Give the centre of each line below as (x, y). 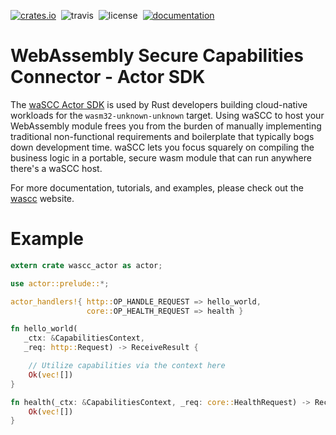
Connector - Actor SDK (108, 77)
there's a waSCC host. (56, 168)
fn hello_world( (44, 329)
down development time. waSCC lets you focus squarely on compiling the (162, 147)
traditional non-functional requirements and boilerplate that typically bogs (162, 136)
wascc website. (42, 198)
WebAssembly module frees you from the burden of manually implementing (166, 126)
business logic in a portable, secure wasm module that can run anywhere (161, 157)
